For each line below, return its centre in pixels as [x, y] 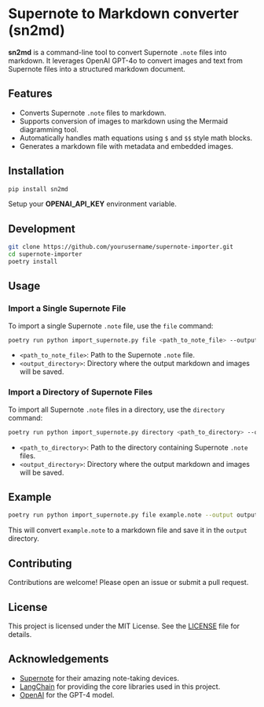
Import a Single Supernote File [67, 309]
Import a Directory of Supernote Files [81, 392]
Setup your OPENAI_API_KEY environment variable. [92, 204]
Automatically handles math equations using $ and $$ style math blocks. [136, 138]
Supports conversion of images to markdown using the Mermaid [124, 121]
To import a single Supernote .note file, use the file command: [111, 326]
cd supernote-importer [45, 254]
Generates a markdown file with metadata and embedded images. [126, 146]
